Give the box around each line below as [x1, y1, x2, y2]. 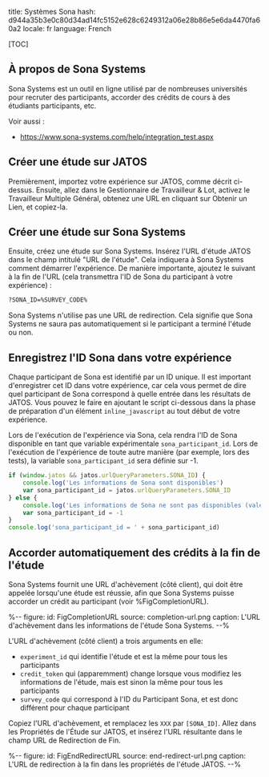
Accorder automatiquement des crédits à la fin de [8, 545, 261, 560]
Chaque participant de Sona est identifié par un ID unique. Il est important [8, 372, 251, 382]
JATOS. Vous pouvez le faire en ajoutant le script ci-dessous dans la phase [8, 398, 256, 407]
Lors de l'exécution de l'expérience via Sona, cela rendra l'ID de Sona [8, 431, 238, 440]
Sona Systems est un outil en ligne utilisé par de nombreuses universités [8, 83, 248, 93]
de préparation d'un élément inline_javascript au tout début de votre [8, 407, 240, 416]
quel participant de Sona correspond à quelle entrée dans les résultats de [8, 389, 251, 399]
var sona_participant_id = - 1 [22, 508, 124, 516]
